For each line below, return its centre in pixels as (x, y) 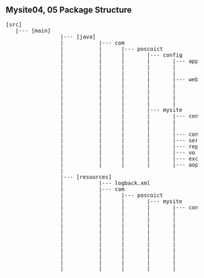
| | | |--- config (121, 55)
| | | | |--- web (129, 79)
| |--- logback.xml (105, 183)
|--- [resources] (86, 177)
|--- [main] (33, 30)
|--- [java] (78, 37)
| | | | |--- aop (129, 165)
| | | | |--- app (129, 61)
